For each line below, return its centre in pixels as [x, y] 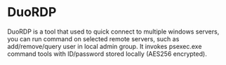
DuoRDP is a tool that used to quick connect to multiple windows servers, [113, 31]
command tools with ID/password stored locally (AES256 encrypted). [107, 54]
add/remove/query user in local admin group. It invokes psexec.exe [105, 46]
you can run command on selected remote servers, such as [93, 38]
